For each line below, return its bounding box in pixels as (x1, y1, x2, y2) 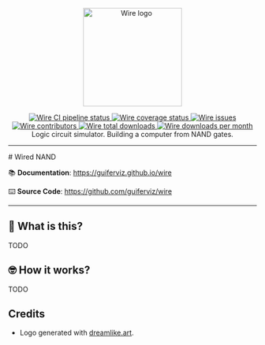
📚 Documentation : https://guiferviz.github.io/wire (8, 168, 172, 177)
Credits (8, 307, 46, 321)
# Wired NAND (8, 152, 57, 161)
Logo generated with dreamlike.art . (19, 328, 134, 338)
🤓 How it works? (8, 264, 91, 277)
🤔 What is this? (8, 220, 83, 233)
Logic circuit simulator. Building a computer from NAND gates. (31, 130, 234, 139)
